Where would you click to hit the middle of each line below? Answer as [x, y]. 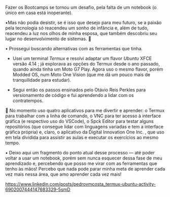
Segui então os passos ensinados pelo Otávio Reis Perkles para [79, 90]
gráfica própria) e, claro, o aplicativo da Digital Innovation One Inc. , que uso [85, 132]
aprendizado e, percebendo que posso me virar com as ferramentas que [81, 163]
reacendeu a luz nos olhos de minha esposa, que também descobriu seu [81, 33]
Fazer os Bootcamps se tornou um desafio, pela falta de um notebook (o [81, 7]
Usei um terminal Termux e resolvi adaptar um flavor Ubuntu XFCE [82, 58]
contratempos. [28, 101]
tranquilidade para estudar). [42, 80]
